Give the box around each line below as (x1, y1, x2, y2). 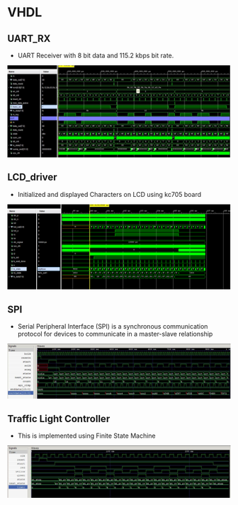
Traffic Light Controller (7, 412, 110, 425)
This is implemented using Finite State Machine (17, 431, 156, 440)
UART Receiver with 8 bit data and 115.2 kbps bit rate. (17, 51, 174, 59)
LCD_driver (7, 171, 57, 183)
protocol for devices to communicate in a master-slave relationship (17, 330, 213, 339)
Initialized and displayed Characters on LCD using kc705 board (17, 190, 202, 198)
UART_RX (7, 33, 51, 45)
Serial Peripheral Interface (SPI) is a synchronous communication (17, 322, 208, 331)
